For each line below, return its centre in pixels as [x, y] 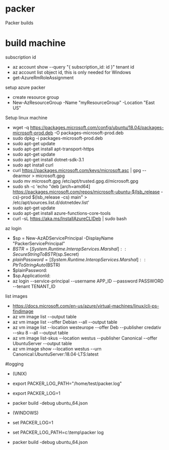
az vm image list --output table [45, 316]
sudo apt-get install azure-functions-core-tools [61, 213]
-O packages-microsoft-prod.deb [89, 133]
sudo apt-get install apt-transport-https [53, 149]
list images [16, 296]
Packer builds [19, 23]
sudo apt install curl [33, 165]
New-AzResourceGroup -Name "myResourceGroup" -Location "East [83, 102]
